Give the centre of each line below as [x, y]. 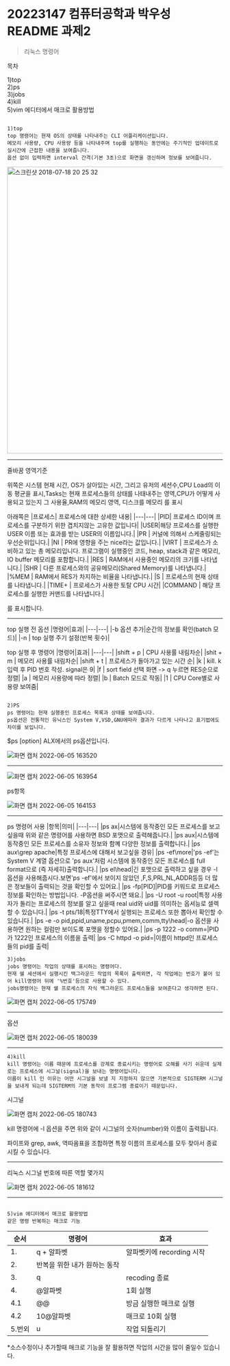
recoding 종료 [148, 1278]
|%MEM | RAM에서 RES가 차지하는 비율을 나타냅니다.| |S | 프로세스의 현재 [107, 577]
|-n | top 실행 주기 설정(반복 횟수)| [64, 637]
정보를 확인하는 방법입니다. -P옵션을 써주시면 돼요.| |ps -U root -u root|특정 [108, 895]
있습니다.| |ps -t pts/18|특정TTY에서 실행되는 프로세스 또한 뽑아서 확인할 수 [122, 912]
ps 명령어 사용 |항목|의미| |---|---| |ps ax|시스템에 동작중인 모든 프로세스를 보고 [114, 826]
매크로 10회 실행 [151, 1316]
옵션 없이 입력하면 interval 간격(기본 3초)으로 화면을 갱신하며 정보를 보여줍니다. [110, 157]
